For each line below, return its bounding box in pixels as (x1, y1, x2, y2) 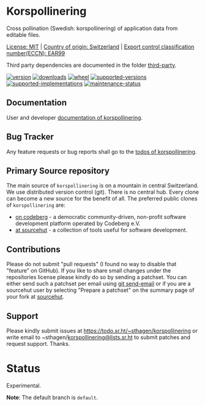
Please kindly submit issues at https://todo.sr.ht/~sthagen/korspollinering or (6, 327, 198, 334)
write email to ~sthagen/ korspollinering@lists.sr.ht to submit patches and (6, 334, 191, 341)
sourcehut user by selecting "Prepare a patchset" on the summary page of (6, 286, 195, 294)
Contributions (6, 244, 61, 255)
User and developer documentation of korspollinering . (6, 113, 143, 121)
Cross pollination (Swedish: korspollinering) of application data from (6, 25, 178, 32)
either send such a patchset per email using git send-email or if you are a (6, 280, 191, 288)
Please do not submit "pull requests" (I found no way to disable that (6, 261, 177, 268)
